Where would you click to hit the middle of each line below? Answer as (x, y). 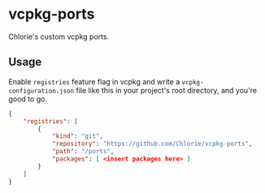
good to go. (28, 99)
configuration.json (41, 91)
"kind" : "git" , (78, 136)
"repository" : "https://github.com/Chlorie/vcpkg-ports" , (152, 144)
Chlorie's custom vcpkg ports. (59, 36)
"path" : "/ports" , (83, 152)
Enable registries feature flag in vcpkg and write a (94, 81)
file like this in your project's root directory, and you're (167, 90)
